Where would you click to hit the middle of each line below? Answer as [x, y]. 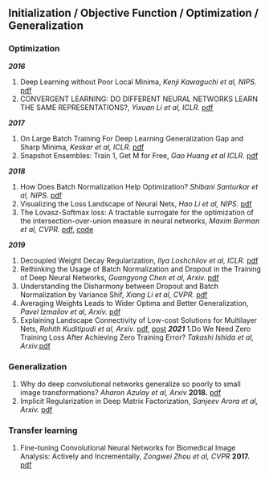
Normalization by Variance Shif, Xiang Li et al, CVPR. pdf [114, 294]
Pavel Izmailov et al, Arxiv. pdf [70, 312]
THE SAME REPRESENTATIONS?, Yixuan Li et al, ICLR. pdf [116, 107]
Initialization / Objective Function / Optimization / [134, 13]
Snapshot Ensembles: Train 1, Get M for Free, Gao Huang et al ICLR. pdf [139, 155]
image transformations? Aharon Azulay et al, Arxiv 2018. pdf [120, 392]
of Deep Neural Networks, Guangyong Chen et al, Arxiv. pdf [119, 277]
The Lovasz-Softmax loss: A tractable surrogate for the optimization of [137, 212]
